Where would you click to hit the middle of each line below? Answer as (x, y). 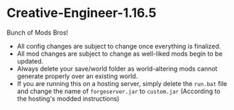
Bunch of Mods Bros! (38, 32)
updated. (30, 61)
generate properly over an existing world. (77, 76)
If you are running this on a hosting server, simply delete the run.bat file (122, 83)
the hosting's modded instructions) (68, 98)
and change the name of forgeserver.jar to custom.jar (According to (118, 91)
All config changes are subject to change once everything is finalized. (119, 46)
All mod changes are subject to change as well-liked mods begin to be (119, 54)
